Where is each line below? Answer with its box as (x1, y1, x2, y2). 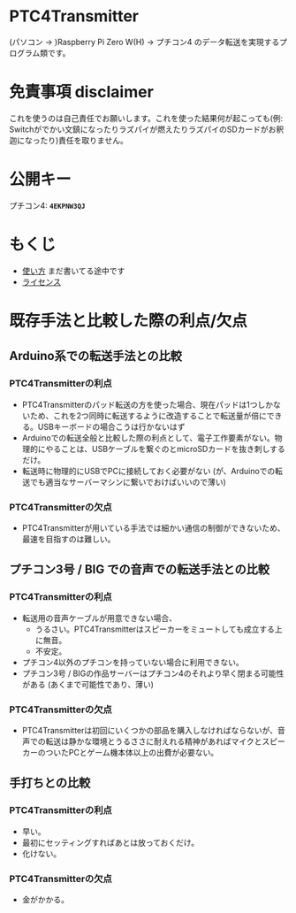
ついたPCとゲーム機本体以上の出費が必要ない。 (45, 747, 219, 757)
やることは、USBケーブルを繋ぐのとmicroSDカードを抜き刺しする (45, 443, 285, 454)
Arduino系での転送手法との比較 (9, 349, 183, 364)
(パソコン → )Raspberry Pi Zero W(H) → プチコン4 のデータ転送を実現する (9, 36, 280, 47)
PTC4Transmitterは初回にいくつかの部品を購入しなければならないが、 (21, 725, 278, 735)
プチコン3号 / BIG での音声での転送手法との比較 (9, 562, 269, 577)
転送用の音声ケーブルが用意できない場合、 (21, 612, 177, 623)
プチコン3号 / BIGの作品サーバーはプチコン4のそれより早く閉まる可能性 (21, 668, 285, 679)
